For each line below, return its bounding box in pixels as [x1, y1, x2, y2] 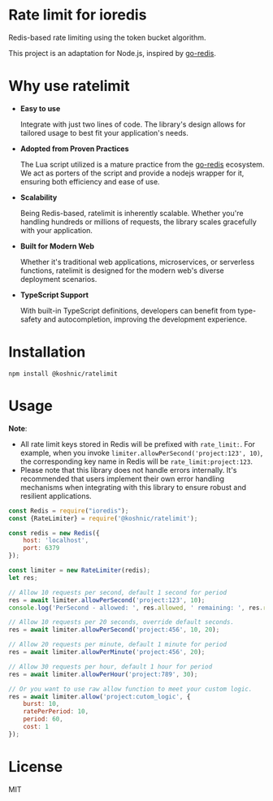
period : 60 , [23, 715, 63, 724]
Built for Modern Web [19, 241, 95, 251]
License [8, 757, 63, 776]
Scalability [19, 193, 58, 202]
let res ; [8, 574, 38, 582]
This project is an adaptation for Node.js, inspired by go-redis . [8, 48, 217, 58]
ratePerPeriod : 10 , [23, 708, 89, 716]
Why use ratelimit [8, 77, 130, 95]
